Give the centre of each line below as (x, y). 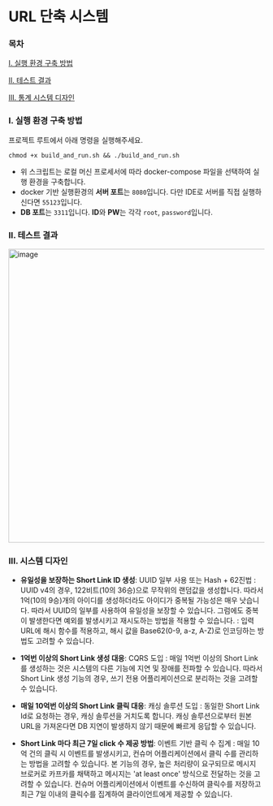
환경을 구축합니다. (57, 181)
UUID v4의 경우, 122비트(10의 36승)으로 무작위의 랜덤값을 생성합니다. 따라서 (142, 590)
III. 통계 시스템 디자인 (42, 97)
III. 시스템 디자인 (38, 561)
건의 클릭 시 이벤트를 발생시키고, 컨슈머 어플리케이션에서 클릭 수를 (133, 754)
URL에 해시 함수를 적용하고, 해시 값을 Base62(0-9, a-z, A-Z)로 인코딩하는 (138, 631)
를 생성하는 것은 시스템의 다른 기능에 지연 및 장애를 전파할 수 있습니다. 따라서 (141, 668)
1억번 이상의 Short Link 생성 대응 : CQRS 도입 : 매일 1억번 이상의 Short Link (139, 658)
